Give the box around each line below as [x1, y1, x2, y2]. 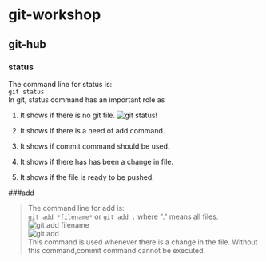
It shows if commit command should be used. [19, 141, 170, 151]
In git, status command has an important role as [8, 94, 165, 105]
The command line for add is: [27, 203, 125, 212]
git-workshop [8, 6, 101, 24]
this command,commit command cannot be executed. [27, 245, 206, 255]
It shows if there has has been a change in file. [19, 157, 174, 166]
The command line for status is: [8, 79, 113, 89]
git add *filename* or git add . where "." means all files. [27, 212, 219, 221]
